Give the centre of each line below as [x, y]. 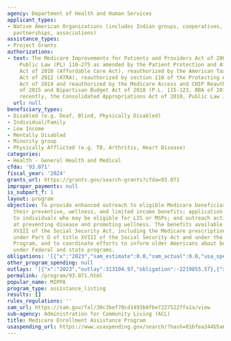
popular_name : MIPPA [37, 282]
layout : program [30, 199]
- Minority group [32, 142]
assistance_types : [33, 39]
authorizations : [30, 52]
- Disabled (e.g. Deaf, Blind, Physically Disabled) [84, 115]
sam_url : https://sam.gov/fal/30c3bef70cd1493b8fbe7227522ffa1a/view [109, 308]
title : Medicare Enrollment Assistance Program [77, 320]
